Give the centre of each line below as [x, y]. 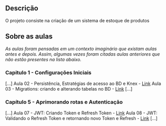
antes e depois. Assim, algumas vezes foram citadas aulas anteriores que [83, 54]
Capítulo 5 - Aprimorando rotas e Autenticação [64, 102]
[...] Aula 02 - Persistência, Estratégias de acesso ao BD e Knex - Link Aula [83, 83]
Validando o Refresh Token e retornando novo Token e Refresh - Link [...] [81, 118]
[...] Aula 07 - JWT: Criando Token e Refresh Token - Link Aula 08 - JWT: [81, 113]
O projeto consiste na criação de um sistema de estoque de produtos [77, 20]
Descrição [22, 8]
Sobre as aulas [29, 37]
